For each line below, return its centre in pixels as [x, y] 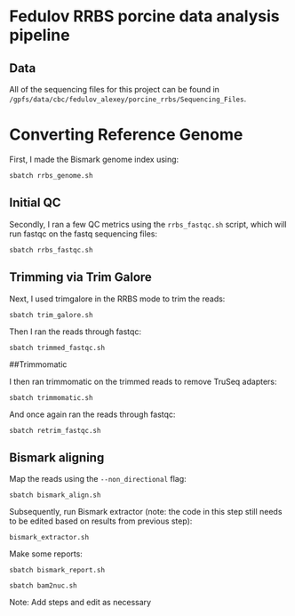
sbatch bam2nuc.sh [43, 586]
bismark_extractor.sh [49, 538]
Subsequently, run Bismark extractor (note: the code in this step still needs [146, 512]
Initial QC [35, 203]
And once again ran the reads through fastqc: [92, 414]
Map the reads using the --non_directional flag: [98, 479]
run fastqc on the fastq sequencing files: [84, 234]
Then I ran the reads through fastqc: [76, 332]
